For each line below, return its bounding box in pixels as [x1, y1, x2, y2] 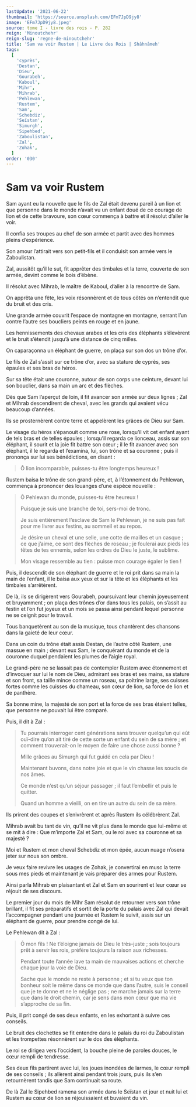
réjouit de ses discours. [6, 888, 62, 895]
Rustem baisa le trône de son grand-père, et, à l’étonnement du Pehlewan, [6, 476, 185, 483]
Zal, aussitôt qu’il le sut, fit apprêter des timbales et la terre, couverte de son [6, 265, 190, 272]
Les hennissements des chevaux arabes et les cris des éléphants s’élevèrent [6, 329, 190, 337]
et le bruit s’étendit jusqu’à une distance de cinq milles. [6, 336, 138, 343]
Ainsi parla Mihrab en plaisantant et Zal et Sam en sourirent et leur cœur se [6, 881, 187, 889]
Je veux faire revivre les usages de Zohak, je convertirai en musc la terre [6, 864, 181, 871]
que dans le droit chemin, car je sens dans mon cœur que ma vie [20, 994, 177, 1002]
